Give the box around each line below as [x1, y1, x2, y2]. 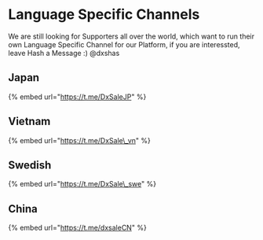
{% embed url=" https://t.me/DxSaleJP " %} [8, 92, 147, 102]
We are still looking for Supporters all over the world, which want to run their [8, 31, 255, 41]
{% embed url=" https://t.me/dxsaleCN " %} [8, 223, 147, 233]
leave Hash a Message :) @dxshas [8, 48, 120, 57]
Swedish [8, 158, 52, 172]
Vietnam [8, 115, 51, 128]
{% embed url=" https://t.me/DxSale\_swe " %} [8, 179, 157, 189]
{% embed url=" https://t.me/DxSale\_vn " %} [8, 135, 151, 145]
